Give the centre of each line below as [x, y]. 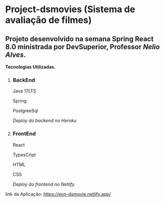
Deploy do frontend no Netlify [44, 184]
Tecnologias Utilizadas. [30, 67]
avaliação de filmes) [49, 20]
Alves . [16, 55]
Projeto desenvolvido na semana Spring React [79, 39]
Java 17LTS [24, 91]
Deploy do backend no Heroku [45, 121]
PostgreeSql [25, 111]
